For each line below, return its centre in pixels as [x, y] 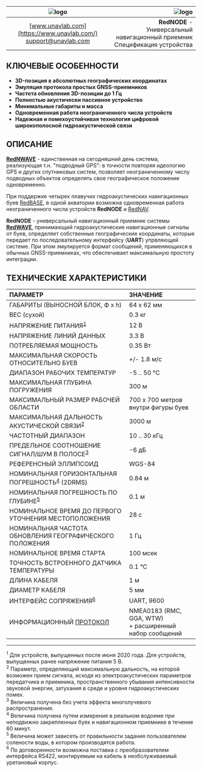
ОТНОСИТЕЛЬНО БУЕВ [44, 363]
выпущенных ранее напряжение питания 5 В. [65, 662]
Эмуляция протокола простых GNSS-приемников [81, 87]
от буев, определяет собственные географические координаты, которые [100, 233]
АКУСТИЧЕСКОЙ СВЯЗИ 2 [47, 425]
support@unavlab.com [58, 41]
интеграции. [22, 259]
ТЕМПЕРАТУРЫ [32, 571]
